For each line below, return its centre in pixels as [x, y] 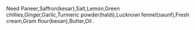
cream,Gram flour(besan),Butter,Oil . [51, 21]
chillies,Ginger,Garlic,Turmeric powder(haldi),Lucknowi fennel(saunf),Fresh [98, 15]
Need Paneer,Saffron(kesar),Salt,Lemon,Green [63, 9]
